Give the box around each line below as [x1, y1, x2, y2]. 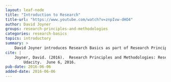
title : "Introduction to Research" [5, 12, 81, 17]
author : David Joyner [5, 21, 51, 27]
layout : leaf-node [5, 7, 44, 13]
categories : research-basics [5, 31, 67, 36]
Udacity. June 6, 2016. [23, 60, 76, 65]
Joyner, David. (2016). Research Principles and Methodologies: [14, 54, 156, 60]
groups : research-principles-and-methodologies [5, 26, 108, 32]
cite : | [5, 50, 22, 55]
